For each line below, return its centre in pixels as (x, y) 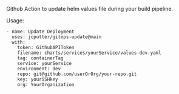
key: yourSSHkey (38, 79)
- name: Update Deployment (40, 32)
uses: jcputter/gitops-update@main (57, 37)
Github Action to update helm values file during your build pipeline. (90, 9)
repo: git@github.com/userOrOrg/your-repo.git (77, 74)
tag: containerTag (40, 58)
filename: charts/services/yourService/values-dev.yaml (89, 53)
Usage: (15, 20)
